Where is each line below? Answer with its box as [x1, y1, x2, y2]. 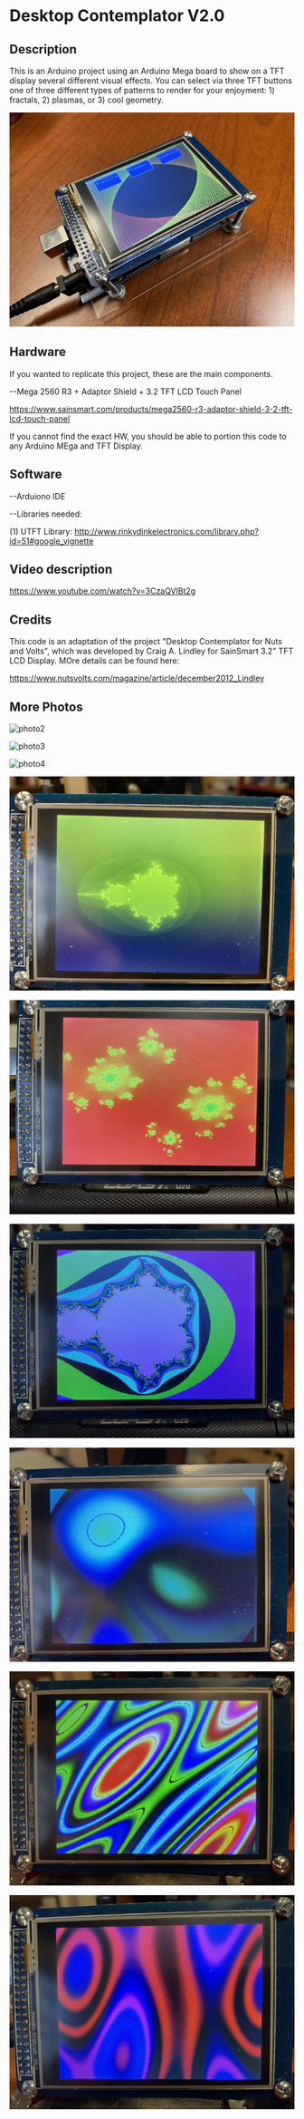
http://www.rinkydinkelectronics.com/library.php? [73, 526, 260, 537]
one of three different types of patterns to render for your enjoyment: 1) [9, 85, 275, 95]
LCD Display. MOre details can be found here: [9, 655, 180, 666]
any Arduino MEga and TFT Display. [9, 440, 143, 451]
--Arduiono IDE [9, 490, 66, 501]
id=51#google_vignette [9, 536, 94, 547]
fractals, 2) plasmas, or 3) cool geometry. [9, 94, 165, 105]
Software [9, 467, 62, 482]
